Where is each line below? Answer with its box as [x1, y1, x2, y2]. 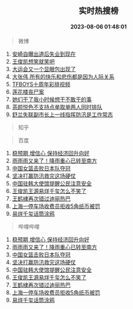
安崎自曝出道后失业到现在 [11, 50, 76, 58]
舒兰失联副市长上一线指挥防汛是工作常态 [11, 111, 113, 118]
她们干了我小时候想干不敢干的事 [11, 96, 92, 103]
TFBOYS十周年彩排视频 [11, 81, 71, 88]
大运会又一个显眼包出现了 [11, 65, 76, 73]
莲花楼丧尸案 [11, 88, 44, 95]
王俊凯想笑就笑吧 [11, 58, 55, 65]
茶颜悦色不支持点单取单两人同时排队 [11, 103, 103, 110]
